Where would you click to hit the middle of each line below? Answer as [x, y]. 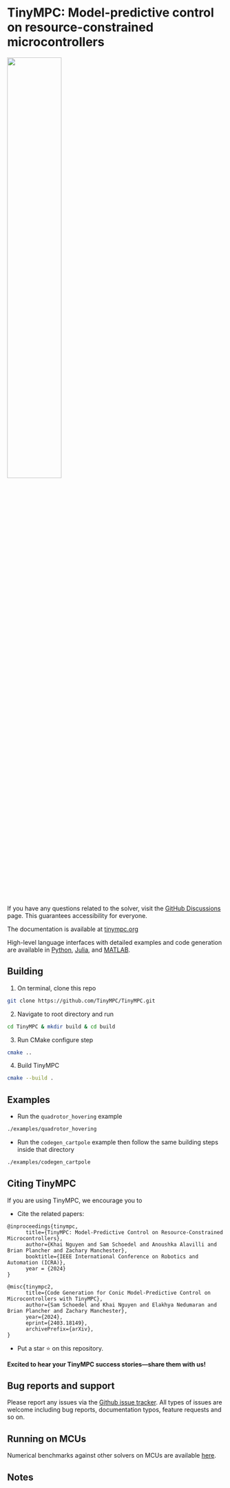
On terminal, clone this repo [56, 988]
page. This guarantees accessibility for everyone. [77, 915]
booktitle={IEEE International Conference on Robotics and [112, 1256]
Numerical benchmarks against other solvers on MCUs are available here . [112, 1456]
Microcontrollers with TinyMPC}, [55, 1299]
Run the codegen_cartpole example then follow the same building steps [118, 1142]
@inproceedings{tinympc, [43, 1226]
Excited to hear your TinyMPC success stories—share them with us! [107, 1364]
